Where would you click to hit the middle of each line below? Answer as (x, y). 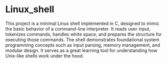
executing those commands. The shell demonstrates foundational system (82, 40)
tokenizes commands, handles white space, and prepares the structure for (84, 34)
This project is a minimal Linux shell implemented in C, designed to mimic (82, 23)
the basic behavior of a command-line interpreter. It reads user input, (78, 28)
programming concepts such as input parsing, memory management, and (83, 45)
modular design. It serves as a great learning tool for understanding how (81, 50)
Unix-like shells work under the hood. (45, 56)
